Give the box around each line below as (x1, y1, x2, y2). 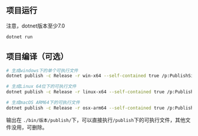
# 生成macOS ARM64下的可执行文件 (6, 100, 81, 106)
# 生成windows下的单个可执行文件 (6, 67, 78, 73)
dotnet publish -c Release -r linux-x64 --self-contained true (6, 89, 165, 95)
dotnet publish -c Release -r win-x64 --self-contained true (6, 73, 160, 79)
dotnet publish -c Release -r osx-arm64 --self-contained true (6, 105, 165, 111)
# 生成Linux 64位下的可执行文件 (6, 84, 77, 90)
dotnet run (6, 34, 33, 40)
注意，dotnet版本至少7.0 (6, 22, 65, 29)
